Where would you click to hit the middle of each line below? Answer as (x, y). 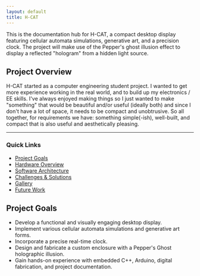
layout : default (26, 12)
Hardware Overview (39, 164)
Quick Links (24, 145)
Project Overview (39, 72)
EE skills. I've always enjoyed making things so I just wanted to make (90, 99)
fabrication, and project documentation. (63, 267)
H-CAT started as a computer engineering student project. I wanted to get (97, 86)
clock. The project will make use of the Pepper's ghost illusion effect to (93, 47)
